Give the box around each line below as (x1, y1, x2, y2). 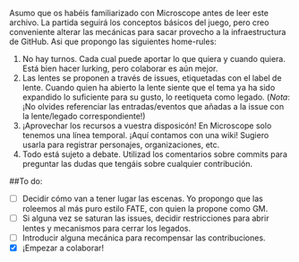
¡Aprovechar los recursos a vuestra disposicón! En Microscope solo (21, 120, 272, 131)
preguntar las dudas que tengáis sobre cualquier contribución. (21, 159, 253, 169)
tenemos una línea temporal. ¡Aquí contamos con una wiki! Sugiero (21, 130, 269, 140)
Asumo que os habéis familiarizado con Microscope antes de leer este (9, 8, 269, 18)
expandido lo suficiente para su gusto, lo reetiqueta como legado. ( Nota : (21, 92, 291, 102)
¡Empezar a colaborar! (21, 242, 105, 254)
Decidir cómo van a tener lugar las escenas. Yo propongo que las (21, 193, 264, 204)
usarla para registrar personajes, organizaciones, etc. (21, 139, 220, 150)
